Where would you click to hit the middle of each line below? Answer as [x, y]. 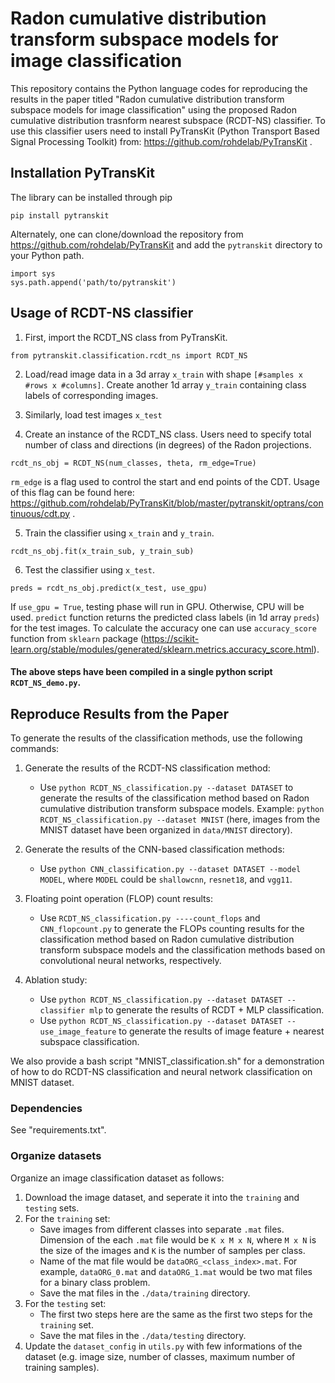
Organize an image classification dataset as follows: [117, 1178]
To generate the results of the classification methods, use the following [156, 738]
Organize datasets [56, 1156]
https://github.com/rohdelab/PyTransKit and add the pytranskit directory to [166, 244]
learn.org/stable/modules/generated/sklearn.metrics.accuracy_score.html [162, 649]
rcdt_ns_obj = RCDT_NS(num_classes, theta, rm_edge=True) [133, 463]
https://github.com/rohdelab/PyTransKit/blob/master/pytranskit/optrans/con [167, 503]
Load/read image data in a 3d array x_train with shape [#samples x [163, 374]
